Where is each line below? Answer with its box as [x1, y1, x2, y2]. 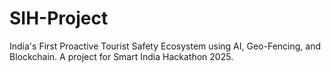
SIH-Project [9, 7, 109, 30]
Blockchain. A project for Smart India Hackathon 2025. [9, 50, 234, 62]
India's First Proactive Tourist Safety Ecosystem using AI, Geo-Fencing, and [9, 40, 322, 52]
